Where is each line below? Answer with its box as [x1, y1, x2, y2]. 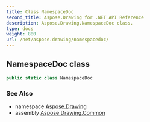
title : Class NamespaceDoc [6, 8, 74, 15]
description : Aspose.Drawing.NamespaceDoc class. [6, 20, 134, 26]
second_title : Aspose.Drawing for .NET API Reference [6, 14, 145, 20]
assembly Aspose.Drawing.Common [14, 109, 105, 116]
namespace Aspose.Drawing [14, 103, 87, 110]
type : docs [6, 25, 34, 32]
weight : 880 [6, 31, 36, 37]
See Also [6, 89, 33, 97]
